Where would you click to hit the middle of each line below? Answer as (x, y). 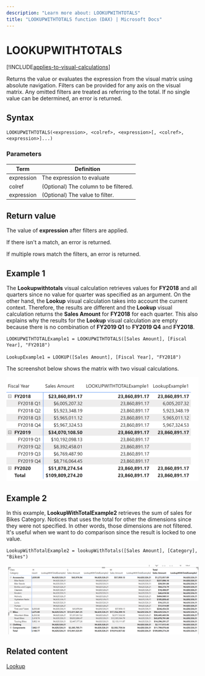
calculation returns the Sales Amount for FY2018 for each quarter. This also (102, 314)
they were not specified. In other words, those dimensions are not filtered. (99, 526)
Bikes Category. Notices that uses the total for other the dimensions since (99, 520)
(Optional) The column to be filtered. (87, 186)
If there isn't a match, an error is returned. (59, 242)
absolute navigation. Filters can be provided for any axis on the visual (94, 85)
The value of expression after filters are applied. (67, 231)
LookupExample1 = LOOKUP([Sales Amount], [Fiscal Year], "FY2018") (94, 357)
